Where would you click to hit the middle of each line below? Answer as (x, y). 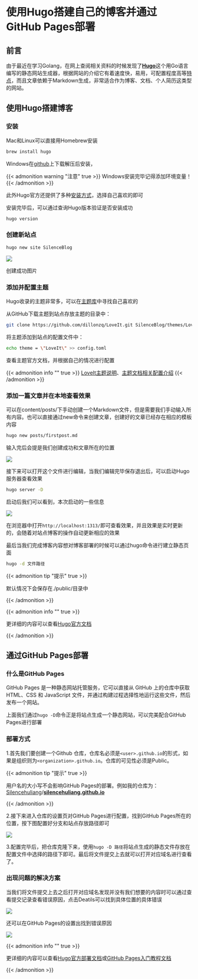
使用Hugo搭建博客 (39, 108)
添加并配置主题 (27, 287)
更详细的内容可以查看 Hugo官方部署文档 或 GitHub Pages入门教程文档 (89, 958)
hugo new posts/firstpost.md (42, 435)
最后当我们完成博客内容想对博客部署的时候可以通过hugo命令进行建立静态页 (98, 545)
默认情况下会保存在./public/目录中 (47, 588)
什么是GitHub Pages (35, 674)
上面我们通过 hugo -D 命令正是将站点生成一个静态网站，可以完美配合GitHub (96, 715)
